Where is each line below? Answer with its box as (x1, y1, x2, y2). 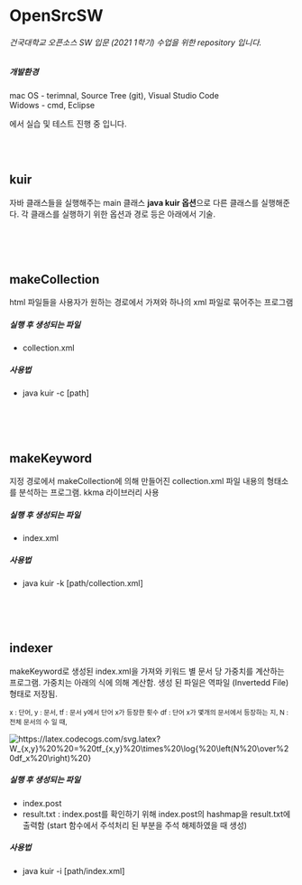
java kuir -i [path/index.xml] (22, 865, 125, 876)
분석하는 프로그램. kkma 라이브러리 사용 (18, 487, 160, 498)
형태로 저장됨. (9, 688, 59, 699)
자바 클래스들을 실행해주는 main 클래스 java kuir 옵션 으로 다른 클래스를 (9, 197, 260, 208)
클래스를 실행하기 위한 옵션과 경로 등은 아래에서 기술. (30, 209, 216, 219)
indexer (9, 640, 53, 656)
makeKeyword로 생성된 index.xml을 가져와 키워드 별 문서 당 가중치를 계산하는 (9, 666, 286, 676)
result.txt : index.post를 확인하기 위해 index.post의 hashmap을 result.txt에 (22, 808, 291, 819)
